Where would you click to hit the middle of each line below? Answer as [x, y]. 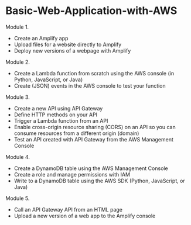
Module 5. [18, 198]
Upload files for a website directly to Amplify [68, 44]
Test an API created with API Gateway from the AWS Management [94, 139]
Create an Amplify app [41, 38]
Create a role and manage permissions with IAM [72, 174]
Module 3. [18, 97]
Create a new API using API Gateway [58, 108]
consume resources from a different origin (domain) [76, 133]
